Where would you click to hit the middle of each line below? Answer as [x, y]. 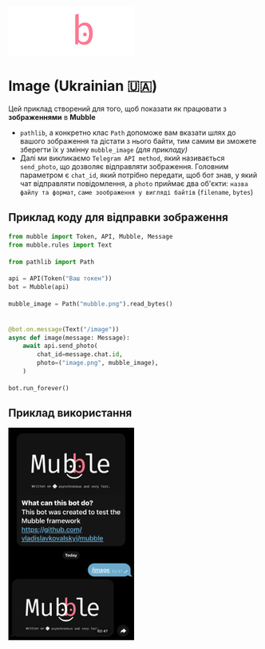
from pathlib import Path [51, 262]
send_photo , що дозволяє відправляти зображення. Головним [124, 167]
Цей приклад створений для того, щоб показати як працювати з [118, 109]
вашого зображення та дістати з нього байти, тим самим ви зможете [138, 141]
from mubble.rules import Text [60, 245]
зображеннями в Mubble [52, 117]
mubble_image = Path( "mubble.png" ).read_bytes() [91, 304]
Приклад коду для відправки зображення [119, 217]
